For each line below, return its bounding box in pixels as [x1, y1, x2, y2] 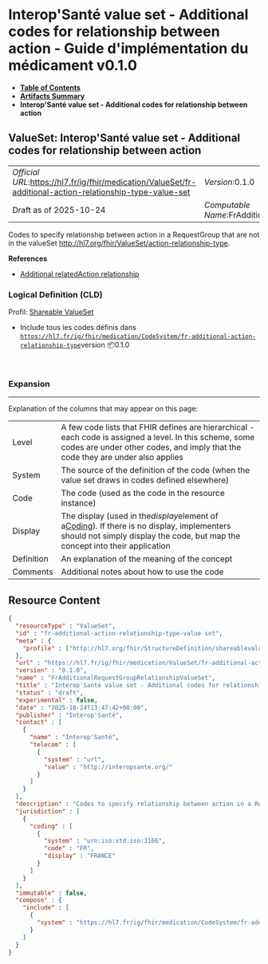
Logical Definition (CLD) [8, 289, 103, 300]
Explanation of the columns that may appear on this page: [8, 404, 198, 414]
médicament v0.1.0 [8, 57, 138, 75]
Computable [203, 199, 251, 211]
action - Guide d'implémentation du [8, 40, 249, 57]
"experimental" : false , [15, 696, 98, 704]
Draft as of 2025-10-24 [12, 204, 106, 215]
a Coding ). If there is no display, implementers [61, 521, 231, 532]
